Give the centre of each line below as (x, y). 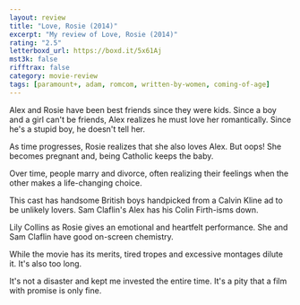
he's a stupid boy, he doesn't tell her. (77, 129)
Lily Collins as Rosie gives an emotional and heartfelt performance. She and (149, 227)
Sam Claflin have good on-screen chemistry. (92, 236)
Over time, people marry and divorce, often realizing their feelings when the (149, 173)
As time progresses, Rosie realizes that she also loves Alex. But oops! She (146, 146)
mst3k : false (34, 59)
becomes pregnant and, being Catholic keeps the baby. (111, 156)
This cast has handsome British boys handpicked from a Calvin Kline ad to (146, 200)
